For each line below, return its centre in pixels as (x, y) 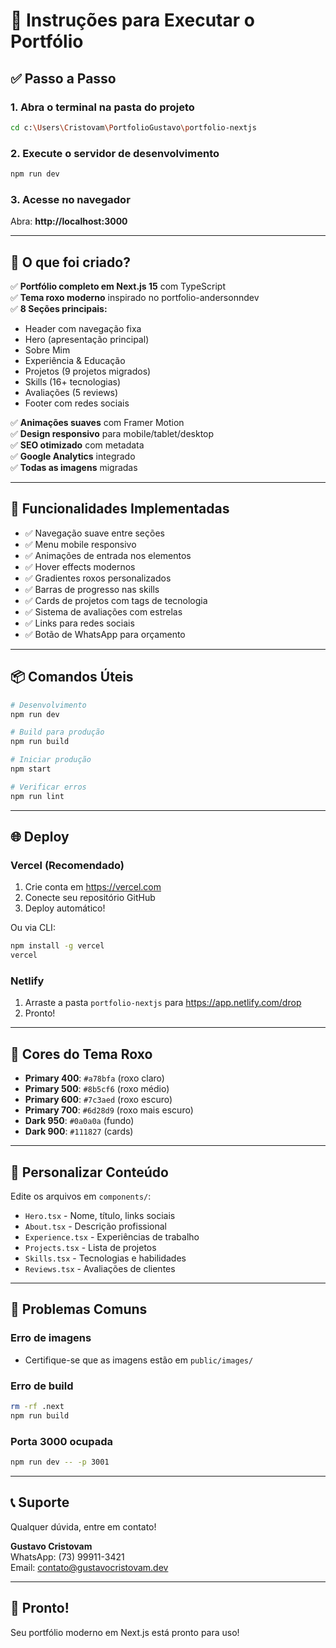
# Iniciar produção (51, 760)
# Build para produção (57, 732)
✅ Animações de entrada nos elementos (108, 555)
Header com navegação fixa (83, 329)
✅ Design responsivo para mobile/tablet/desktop (112, 434)
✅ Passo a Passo (63, 78)
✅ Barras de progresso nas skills (92, 589)
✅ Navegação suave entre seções (94, 533)
